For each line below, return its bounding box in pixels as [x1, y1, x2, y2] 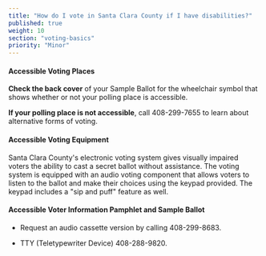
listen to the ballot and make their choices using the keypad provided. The [8, 178, 253, 188]
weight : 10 [8, 26, 45, 34]
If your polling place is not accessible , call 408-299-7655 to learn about [8, 108, 249, 118]
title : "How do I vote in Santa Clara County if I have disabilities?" [8, 11, 252, 20]
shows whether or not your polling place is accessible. [8, 93, 188, 102]
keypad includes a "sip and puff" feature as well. [8, 186, 169, 196]
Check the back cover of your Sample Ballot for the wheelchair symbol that [8, 84, 258, 94]
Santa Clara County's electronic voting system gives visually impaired [8, 153, 239, 162]
